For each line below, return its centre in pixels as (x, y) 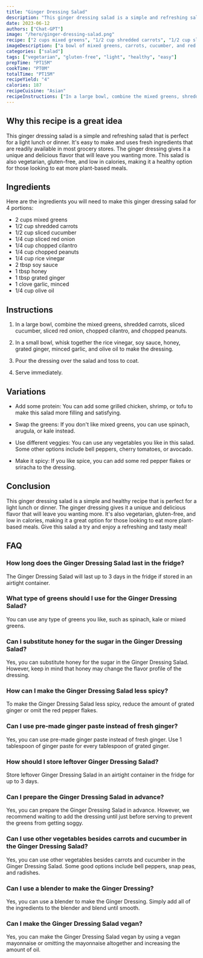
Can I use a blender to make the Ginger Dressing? (80, 888)
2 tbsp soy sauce (37, 265)
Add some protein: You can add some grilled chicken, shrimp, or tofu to (104, 406)
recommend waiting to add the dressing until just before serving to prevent (99, 817)
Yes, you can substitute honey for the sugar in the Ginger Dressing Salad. (98, 663)
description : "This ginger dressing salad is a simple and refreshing (97, 18)
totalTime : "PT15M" (31, 74)
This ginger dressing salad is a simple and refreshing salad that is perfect (98, 136)
